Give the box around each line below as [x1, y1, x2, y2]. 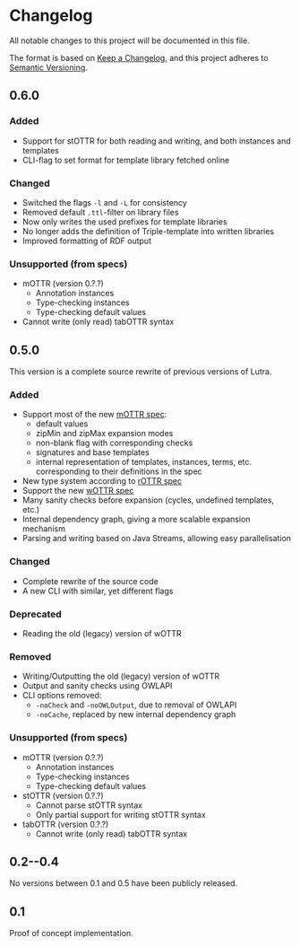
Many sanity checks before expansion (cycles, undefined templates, [21, 495, 275, 505]
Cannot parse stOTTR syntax [35, 800, 143, 811]
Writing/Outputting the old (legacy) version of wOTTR [21, 671, 220, 682]
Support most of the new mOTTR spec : [21, 409, 167, 420]
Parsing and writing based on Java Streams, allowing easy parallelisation [21, 533, 292, 544]
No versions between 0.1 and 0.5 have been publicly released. [9, 878, 238, 889]
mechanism [21, 523, 65, 534]
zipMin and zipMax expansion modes [35, 428, 174, 439]
